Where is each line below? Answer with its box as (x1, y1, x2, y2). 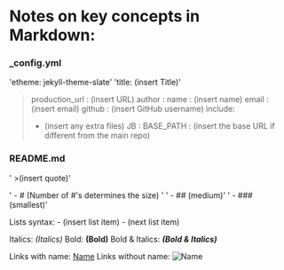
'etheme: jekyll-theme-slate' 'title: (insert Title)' (9, 77, 182, 88)
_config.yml (9, 57, 62, 69)
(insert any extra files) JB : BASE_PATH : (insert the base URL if (43, 121, 275, 131)
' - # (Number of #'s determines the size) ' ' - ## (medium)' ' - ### (9, 189, 253, 201)
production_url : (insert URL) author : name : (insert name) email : (30, 94, 269, 105)
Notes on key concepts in (9, 6, 201, 27)
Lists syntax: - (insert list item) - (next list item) (9, 216, 180, 227)
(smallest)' (9, 199, 48, 210)
